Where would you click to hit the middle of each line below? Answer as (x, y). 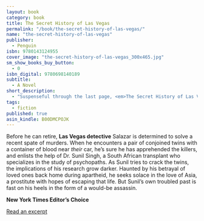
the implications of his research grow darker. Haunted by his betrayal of (96, 169)
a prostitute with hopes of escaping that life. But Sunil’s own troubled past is (101, 182)
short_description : (31, 91)
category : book (25, 18)
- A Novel (24, 86)
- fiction (24, 108)
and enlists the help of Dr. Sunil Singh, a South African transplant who (93, 156)
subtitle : (19, 80)
